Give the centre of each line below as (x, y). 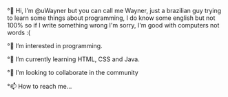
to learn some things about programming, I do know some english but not (111, 18)
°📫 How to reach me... (40, 86)
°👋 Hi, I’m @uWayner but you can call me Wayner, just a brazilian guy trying (114, 11)
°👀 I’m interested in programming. (55, 46)
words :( (19, 32)
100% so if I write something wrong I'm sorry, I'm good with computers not (113, 25)
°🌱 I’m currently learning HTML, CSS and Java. (73, 59)
